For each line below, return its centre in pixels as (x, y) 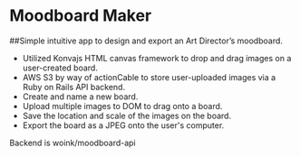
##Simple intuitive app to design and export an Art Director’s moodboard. (146, 41)
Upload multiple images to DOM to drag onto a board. (122, 106)
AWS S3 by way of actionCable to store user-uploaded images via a (149, 77)
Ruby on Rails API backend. (73, 87)
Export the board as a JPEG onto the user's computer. (123, 125)
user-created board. (60, 68)
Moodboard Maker (81, 16)
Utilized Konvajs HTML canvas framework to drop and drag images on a (157, 58)
